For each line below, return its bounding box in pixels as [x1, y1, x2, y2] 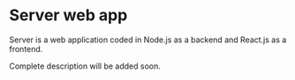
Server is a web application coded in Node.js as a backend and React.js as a [9, 34, 287, 45]
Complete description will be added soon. [9, 61, 162, 71]
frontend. [9, 43, 43, 54]
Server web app [9, 5, 128, 25]
